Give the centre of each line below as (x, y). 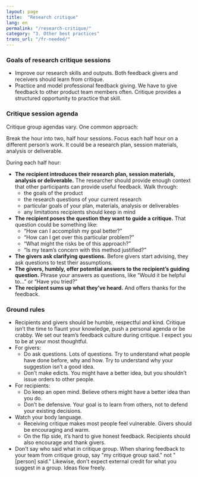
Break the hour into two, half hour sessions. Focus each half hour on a (92, 138)
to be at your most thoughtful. (51, 341)
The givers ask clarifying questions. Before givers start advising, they (101, 256)
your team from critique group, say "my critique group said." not (93, 455)
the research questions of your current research (82, 199)
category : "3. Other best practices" (53, 34)
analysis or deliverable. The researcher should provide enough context (103, 180)
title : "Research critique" (42, 17)
